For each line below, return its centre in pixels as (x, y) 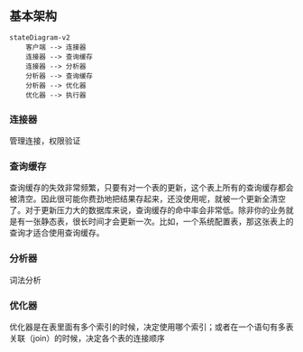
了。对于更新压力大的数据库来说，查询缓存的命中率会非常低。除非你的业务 (147, 210)
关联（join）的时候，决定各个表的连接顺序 (87, 338)
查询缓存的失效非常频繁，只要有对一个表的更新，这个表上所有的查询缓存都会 (151, 188)
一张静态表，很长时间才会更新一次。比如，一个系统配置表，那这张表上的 (159, 222)
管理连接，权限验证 (45, 141)
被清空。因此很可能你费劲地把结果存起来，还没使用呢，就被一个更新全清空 (147, 199)
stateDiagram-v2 (40, 37)
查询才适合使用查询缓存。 (57, 233)
